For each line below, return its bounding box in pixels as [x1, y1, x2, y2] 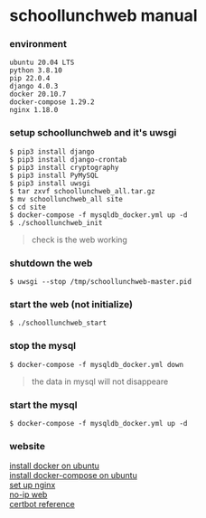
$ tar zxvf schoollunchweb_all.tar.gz [9, 186, 155, 195]
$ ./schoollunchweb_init [9, 218, 103, 227]
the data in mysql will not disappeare [31, 376, 169, 387]
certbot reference [9, 499, 75, 510]
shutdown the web [9, 257, 93, 269]
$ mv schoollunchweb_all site [9, 194, 124, 203]
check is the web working [31, 234, 128, 245]
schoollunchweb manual [9, 5, 198, 26]
